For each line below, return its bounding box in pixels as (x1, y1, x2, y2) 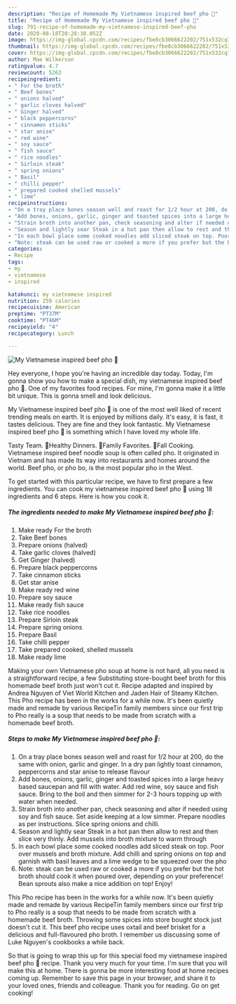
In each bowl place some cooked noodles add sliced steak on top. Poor (18, 842, 225, 850)
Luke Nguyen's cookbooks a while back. (8, 937, 125, 946)
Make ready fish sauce (18, 600, 85, 608)
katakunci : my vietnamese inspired (8, 291, 112, 298)
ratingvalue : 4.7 (8, 63, 59, 70)
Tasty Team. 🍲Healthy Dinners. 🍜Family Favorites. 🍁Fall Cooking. (8, 441, 195, 450)
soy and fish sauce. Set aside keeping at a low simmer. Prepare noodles (18, 812, 226, 821)
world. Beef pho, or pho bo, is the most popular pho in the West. (8, 463, 193, 471)
